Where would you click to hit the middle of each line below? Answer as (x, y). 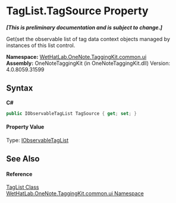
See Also (23, 159)
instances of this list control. (41, 45)
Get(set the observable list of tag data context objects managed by (88, 39)
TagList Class (23, 187)
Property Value (25, 127)
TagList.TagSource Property (77, 11)
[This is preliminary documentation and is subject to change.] (84, 27)
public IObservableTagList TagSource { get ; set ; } (71, 113)
